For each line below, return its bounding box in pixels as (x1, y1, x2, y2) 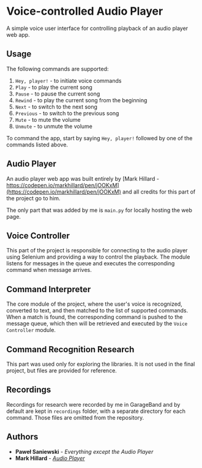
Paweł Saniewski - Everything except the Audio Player (15, 448, 154, 455)
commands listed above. (6, 141, 69, 148)
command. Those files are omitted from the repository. (6, 413, 144, 421)
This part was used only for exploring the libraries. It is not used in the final (6, 360, 195, 368)
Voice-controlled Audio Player (6, 4, 163, 18)
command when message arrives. (6, 266, 92, 274)
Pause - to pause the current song (15, 90, 100, 97)
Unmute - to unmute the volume (15, 123, 93, 130)
